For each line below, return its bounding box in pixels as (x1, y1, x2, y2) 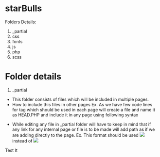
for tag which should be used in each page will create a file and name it (12, 107, 156, 112)
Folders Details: (5, 19, 36, 25)
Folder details (5, 71, 62, 82)
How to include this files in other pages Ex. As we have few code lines (12, 101, 153, 107)
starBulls (5, 3, 42, 14)
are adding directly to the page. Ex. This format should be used (12, 132, 139, 138)
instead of (12, 138, 33, 143)
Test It (5, 147, 18, 153)
